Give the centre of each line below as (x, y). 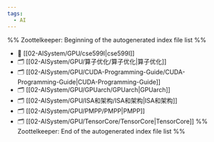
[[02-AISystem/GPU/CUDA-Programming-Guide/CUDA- (106, 72)
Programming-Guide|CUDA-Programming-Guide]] (89, 82)
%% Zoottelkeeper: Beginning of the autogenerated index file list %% (107, 39)
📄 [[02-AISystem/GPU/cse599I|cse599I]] (76, 53)
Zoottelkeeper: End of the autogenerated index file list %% (101, 131)
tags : (15, 14)
